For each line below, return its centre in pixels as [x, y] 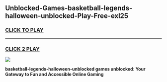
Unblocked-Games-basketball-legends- [69, 8]
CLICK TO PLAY [24, 30]
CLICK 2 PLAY [22, 49]
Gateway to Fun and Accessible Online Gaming [54, 74]
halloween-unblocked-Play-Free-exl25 [67, 16]
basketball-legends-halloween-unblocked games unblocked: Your [75, 69]
